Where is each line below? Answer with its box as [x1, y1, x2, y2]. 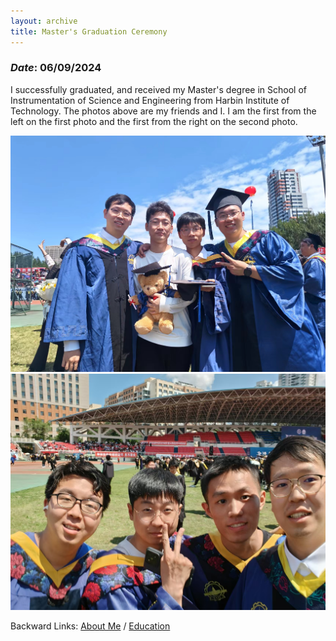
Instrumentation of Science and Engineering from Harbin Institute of [10, 94, 290, 106]
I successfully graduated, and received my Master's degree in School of [10, 83, 307, 95]
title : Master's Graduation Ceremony [10, 26, 168, 37]
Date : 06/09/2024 [10, 61, 102, 75]
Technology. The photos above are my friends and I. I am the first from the [10, 105, 317, 117]
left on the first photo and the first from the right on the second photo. [10, 115, 298, 127]
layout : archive [10, 16, 78, 26]
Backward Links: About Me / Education [10, 620, 171, 632]
